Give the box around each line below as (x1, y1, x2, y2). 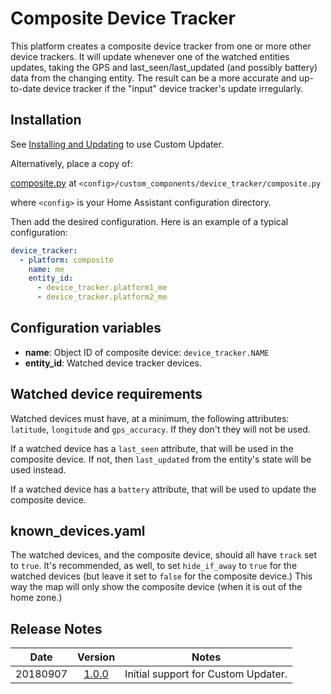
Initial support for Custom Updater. (124, 667, 288, 681)
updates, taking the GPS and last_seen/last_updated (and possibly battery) (10, 61, 318, 73)
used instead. (10, 463, 67, 476)
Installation (10, 112, 82, 129)
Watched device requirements (10, 386, 203, 403)
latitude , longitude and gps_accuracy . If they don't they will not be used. (10, 423, 311, 435)
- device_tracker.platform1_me (36, 283, 168, 293)
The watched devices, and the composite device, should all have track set (10, 549, 318, 561)
